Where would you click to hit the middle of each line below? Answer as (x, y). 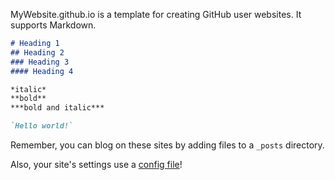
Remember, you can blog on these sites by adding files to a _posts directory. (167, 145)
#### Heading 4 (42, 71)
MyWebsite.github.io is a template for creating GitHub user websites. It (156, 14)
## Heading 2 (37, 52)
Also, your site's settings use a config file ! (96, 164)
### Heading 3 (40, 62)
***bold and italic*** (57, 108)
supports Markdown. (53, 25)
